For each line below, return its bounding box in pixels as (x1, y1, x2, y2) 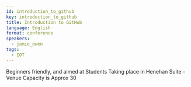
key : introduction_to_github (6, 14, 77, 20)
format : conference (6, 30, 54, 36)
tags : (6, 47, 19, 53)
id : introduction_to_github (6, 8, 75, 15)
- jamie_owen (11, 41, 43, 47)
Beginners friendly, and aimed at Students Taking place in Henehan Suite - (6, 68, 186, 75)
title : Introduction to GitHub (6, 19, 82, 25)
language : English (6, 25, 51, 31)
